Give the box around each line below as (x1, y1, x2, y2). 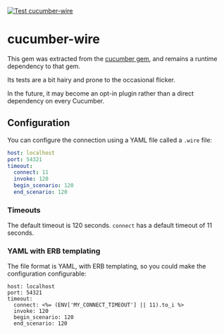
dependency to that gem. (7, 62, 81, 70)
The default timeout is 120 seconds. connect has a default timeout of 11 (7, 221, 213, 230)
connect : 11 (13, 169, 49, 176)
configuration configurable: (7, 269, 87, 278)
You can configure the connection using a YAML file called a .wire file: (7, 136, 213, 144)
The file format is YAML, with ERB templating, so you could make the (7, 262, 206, 271)
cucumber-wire (7, 32, 100, 47)
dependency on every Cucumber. (7, 96, 105, 105)
